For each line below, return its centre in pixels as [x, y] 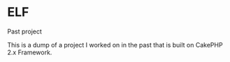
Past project [24, 31]
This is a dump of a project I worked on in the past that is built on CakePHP [115, 45]
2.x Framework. [30, 52]
